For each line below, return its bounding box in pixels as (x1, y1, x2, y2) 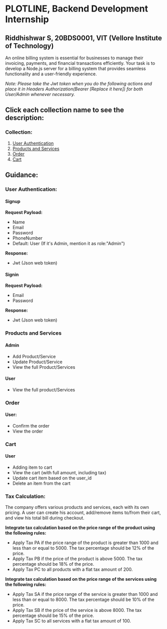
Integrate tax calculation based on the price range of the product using (5, 525, 155, 531)
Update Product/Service (12, 359, 62, 365)
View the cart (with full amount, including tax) (12, 469, 106, 475)
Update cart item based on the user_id (12, 475, 92, 481)
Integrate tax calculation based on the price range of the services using (5, 576, 157, 582)
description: (5, 114, 44, 122)
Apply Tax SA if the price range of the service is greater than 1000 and (12, 591, 158, 597)
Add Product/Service (12, 353, 56, 359)
